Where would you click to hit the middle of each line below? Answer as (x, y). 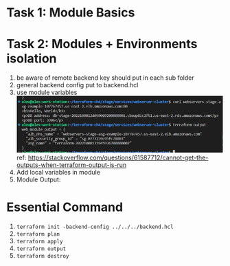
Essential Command (65, 207)
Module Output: (38, 179)
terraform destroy (43, 256)
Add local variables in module (58, 173)
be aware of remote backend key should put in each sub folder (105, 78)
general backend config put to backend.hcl (77, 85)
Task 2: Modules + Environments (102, 44)
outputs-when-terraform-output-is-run (71, 165)
